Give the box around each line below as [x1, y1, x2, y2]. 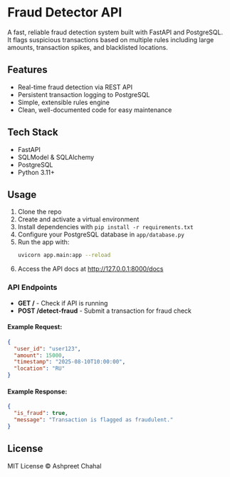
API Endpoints [7, 283, 58, 293]
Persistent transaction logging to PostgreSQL [17, 90, 150, 99]
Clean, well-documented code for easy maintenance [17, 105, 172, 114]
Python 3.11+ [17, 168, 56, 176]
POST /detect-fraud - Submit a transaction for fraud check [17, 306, 192, 315]
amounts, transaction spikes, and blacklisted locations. [7, 43, 169, 51]
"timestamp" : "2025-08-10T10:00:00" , [14, 358, 126, 366]
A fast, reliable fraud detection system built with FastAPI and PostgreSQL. [7, 28, 223, 36]
